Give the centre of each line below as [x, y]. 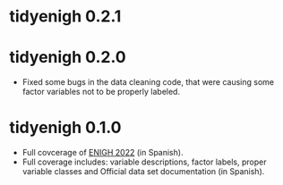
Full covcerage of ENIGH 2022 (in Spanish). [103, 153]
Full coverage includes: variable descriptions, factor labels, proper [144, 162]
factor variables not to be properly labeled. [101, 92]
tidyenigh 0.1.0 [65, 128]
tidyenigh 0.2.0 [68, 58]
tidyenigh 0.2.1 [65, 17]
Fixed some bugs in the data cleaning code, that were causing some [148, 82]
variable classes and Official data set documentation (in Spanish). [143, 172]
